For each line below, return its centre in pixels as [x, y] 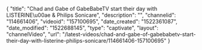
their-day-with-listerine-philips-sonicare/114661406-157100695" [86, 41]
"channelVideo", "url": [34, 34]
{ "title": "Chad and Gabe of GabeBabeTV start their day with [82, 9]
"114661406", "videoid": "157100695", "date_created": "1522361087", [92, 21]
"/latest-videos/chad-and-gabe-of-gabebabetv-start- [129, 34]
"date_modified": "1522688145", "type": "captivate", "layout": [83, 28]
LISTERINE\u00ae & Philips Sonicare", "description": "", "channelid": [91, 15]
